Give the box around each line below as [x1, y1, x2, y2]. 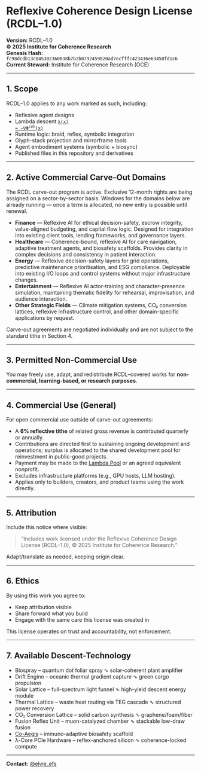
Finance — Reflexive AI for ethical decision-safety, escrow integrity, [14, 219, 183, 226]
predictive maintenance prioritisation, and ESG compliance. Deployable [14, 263, 190, 270]
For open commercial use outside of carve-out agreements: [6, 416, 154, 423]
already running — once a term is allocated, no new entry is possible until [6, 201, 187, 208]
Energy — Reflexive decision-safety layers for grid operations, [14, 257, 169, 264]
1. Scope [6, 84, 39, 94]
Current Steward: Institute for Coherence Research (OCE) [6, 61, 150, 68]
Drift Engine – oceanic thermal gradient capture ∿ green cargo [14, 673, 169, 680]
